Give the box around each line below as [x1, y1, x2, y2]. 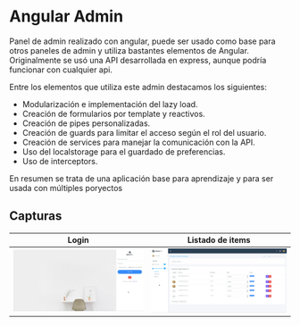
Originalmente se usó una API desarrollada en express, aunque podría [9, 54, 267, 65]
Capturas [9, 208, 62, 224]
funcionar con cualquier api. [9, 64, 113, 75]
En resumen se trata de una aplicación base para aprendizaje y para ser [9, 172, 274, 184]
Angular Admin [9, 6, 123, 27]
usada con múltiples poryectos [9, 182, 123, 193]
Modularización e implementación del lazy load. [21, 98, 198, 109]
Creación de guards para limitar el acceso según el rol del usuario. [21, 127, 267, 138]
